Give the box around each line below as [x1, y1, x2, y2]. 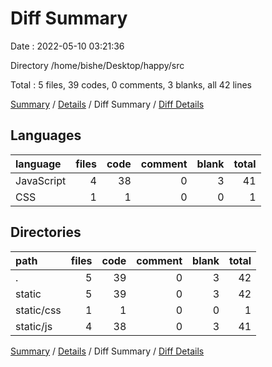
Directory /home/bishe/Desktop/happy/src [10, 59, 185, 71]
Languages [10, 127, 82, 144]
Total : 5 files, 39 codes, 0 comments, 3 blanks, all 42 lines [10, 78, 252, 91]
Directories [10, 224, 82, 241]
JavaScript [15, 173, 67, 187]
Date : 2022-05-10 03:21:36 [10, 40, 125, 52]
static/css [15, 303, 62, 317]
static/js [15, 319, 53, 333]
